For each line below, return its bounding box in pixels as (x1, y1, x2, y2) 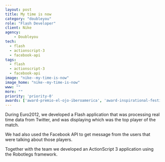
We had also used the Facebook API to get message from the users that (5, 132, 151, 138)
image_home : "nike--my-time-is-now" (5, 80, 80, 85)
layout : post (5, 7, 32, 12)
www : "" (5, 84, 21, 90)
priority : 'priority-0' (5, 93, 54, 98)
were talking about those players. (5, 137, 73, 142)
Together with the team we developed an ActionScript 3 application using (5, 146, 154, 152)
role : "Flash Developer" (5, 21, 56, 26)
